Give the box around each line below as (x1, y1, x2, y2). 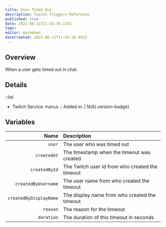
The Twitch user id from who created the (63, 163, 158, 170)
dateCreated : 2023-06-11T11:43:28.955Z (5, 35, 87, 40)
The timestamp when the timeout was (63, 149, 151, 156)
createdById (30, 167, 58, 172)
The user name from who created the (63, 177, 150, 184)
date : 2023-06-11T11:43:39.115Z (5, 21, 72, 26)
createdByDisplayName (7, 195, 58, 201)
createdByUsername (15, 181, 58, 187)
